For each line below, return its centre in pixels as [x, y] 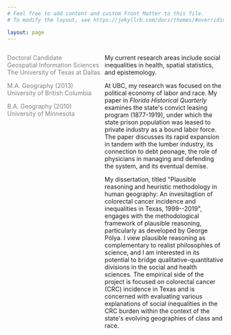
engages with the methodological [152, 216]
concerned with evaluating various [153, 296]
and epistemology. [130, 72]
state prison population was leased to [157, 122]
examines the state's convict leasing [156, 108]
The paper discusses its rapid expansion [162, 137]
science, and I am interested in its [152, 252]
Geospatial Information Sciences [53, 65]
